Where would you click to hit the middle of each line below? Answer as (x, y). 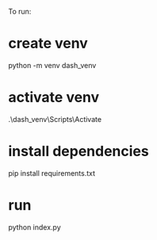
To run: (20, 11)
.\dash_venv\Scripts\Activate (55, 119)
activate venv (54, 97)
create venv (48, 44)
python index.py (34, 227)
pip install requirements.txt (52, 173)
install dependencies (78, 152)
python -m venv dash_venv (52, 65)
